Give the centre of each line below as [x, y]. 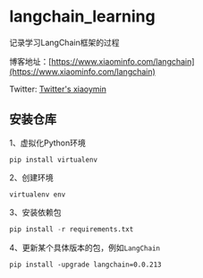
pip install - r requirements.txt [72, 229]
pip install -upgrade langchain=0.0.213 [86, 265]
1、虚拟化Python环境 [48, 143]
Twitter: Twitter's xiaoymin [58, 89]
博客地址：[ [30, 61]
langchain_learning [82, 17]
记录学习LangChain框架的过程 [64, 42]
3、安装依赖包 [35, 212]
